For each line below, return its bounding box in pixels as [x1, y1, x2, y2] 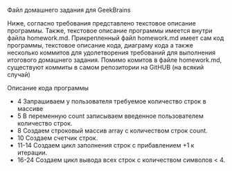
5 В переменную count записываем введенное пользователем [17, 112, 204, 120]
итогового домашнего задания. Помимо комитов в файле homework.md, [7, 56, 222, 64]
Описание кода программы [7, 84, 89, 92]
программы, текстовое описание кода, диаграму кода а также [7, 41, 194, 49]
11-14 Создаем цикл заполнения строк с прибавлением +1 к [17, 141, 195, 149]
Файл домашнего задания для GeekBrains [7, 6, 131, 14]
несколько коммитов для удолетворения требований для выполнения [7, 48, 216, 57]
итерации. [17, 148, 48, 157]
